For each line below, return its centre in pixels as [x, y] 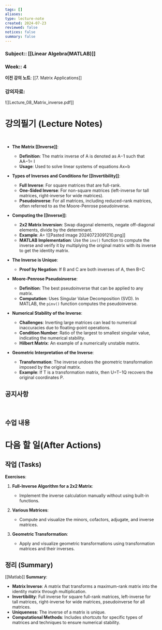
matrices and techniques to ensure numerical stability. [66, 623]
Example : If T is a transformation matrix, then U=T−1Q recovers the [86, 373]
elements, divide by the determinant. [56, 230]
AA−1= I [27, 161]
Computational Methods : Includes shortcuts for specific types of [77, 617]
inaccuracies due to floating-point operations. [65, 328]
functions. [29, 500]
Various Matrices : [30, 510]
